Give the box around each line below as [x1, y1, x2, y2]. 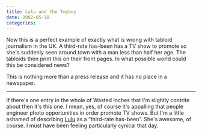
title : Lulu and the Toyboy [6, 8, 77, 15]
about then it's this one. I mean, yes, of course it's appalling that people [6, 103, 184, 111]
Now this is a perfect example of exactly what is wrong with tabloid [6, 36, 173, 44]
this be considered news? [6, 62, 70, 69]
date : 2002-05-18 [6, 14, 50, 20]
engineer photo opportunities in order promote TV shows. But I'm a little [6, 109, 185, 116]
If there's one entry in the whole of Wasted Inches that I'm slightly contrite [6, 97, 190, 104]
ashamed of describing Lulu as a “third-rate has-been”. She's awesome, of [6, 116, 191, 123]
